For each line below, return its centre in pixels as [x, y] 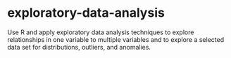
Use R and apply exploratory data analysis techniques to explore [101, 32]
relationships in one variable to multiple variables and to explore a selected [115, 39]
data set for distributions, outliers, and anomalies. [79, 47]
